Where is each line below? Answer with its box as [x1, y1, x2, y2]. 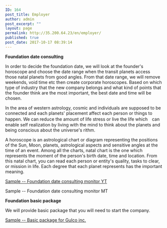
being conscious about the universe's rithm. [5, 127, 96, 133]
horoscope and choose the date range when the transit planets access [5, 68, 151, 74]
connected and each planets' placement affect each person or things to [5, 110, 153, 116]
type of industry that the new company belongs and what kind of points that [5, 84, 162, 90]
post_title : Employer [5, 12, 50, 17]
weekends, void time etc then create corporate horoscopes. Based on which [5, 79, 162, 85]
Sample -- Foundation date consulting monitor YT [5, 178, 107, 184]
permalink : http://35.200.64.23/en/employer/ [5, 30, 101, 35]
